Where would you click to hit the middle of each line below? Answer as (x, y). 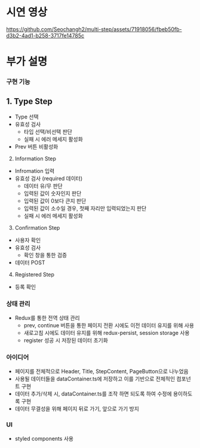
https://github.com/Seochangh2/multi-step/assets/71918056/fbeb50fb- (94, 29)
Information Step (36, 159)
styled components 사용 (44, 438)
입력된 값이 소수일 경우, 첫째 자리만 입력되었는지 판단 (85, 208)
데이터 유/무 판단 (43, 185)
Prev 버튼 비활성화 (36, 147)
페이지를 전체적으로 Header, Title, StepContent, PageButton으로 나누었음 (102, 371)
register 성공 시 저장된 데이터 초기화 (66, 340)
